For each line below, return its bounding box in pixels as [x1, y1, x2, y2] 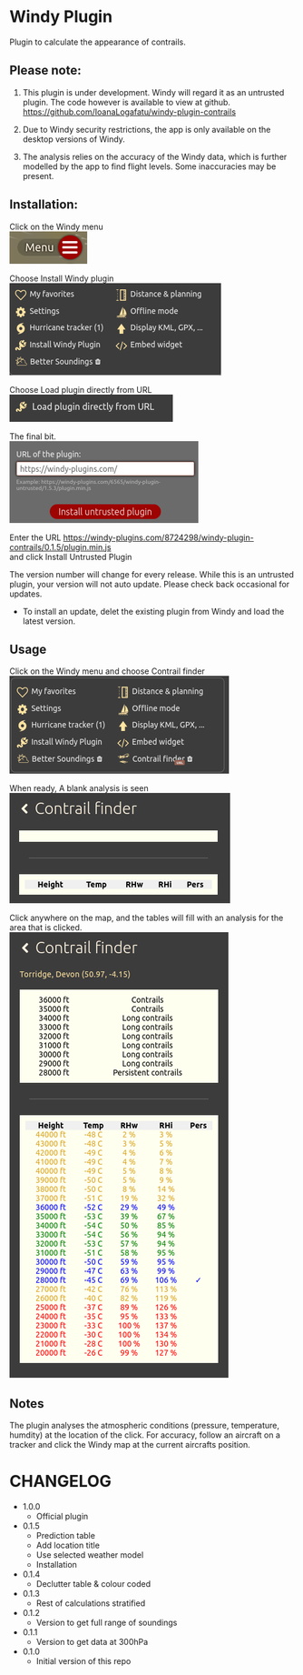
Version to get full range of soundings [35, 1617, 178, 1629]
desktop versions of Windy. [22, 134, 125, 145]
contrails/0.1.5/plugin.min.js [9, 541, 112, 552]
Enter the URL [9, 532, 62, 543]
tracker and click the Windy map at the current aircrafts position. [9, 1439, 251, 1450]
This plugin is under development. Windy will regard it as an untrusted [22, 86, 285, 97]
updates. [9, 588, 43, 599]
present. [22, 170, 54, 181]
